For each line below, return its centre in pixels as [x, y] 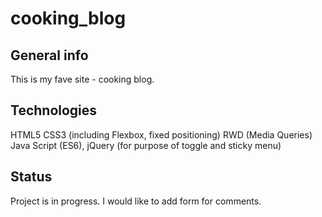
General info [49, 55]
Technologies [54, 110]
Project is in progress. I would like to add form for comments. [136, 201]
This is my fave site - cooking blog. [82, 79]
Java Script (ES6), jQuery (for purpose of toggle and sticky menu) [146, 145]
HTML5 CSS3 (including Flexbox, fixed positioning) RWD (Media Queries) [161, 134]
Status [31, 177]
